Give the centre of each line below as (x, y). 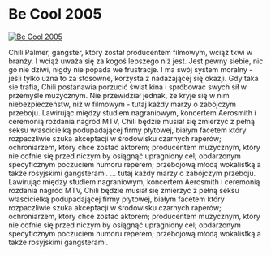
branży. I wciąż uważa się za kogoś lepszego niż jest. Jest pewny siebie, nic (136, 61)
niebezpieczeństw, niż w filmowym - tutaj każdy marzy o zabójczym (123, 104)
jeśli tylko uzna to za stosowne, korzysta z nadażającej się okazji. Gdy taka (133, 78)
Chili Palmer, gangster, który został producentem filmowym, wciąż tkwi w (131, 52)
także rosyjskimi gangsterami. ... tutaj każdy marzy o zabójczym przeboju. (132, 173)
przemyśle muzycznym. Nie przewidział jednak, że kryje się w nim (119, 95)
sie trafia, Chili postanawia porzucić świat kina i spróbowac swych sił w (128, 87)
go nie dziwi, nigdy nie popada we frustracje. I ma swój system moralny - (131, 69)
